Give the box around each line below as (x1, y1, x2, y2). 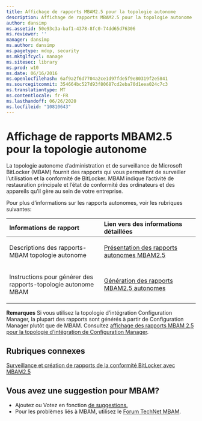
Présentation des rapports (104, 244, 178, 252)
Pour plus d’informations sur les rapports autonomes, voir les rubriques (6, 199, 183, 207)
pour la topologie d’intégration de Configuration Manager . (6, 329, 149, 336)
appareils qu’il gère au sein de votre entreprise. (6, 187, 123, 195)
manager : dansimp (6, 37, 50, 43)
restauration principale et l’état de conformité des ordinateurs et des (6, 181, 176, 189)
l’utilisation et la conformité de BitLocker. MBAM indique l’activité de (6, 175, 174, 182)
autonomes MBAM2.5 (104, 251, 166, 259)
